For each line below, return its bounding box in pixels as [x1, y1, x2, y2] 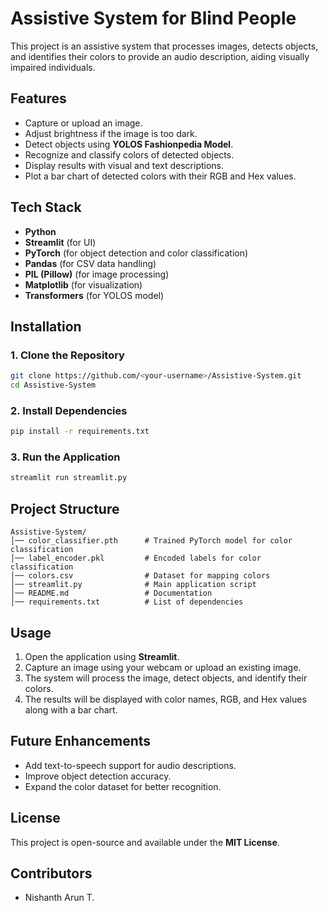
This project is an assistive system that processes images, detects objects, [10, 40, 319, 52]
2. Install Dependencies [10, 403, 128, 417]
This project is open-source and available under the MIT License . [10, 836, 280, 848]
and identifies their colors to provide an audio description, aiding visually [10, 50, 310, 62]
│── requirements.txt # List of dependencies [10, 597, 244, 607]
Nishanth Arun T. [24, 892, 95, 904]
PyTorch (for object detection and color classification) [24, 247, 249, 259]
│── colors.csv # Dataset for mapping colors [10, 571, 271, 581]
